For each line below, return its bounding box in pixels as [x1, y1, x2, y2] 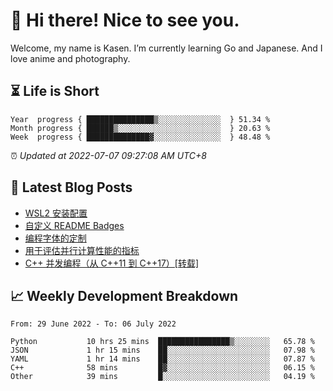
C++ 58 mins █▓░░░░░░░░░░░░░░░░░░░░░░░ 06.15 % [10, 363, 315, 373]
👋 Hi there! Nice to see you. [10, 9, 240, 32]
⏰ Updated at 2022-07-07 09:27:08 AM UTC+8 [10, 149, 207, 161]
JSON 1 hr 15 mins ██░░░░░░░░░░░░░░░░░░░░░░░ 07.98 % [10, 345, 315, 356]
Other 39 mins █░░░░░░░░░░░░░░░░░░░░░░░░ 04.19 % [10, 372, 315, 382]
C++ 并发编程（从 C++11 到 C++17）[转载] [24, 257, 200, 269]
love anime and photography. [10, 52, 131, 64]
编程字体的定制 [24, 232, 87, 244]
